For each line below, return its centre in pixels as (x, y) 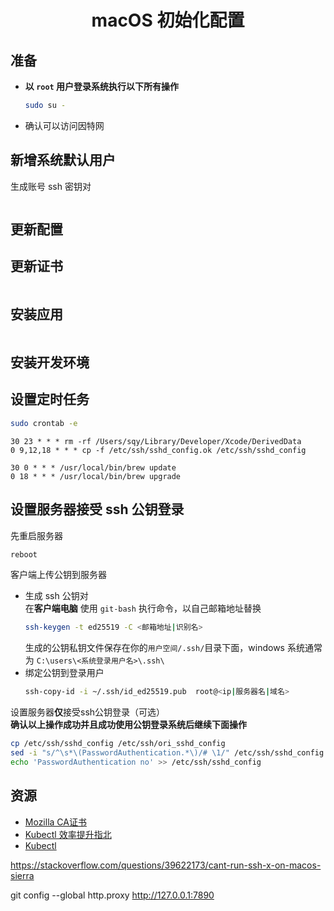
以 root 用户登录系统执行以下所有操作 (102, 86)
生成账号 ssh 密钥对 (51, 186)
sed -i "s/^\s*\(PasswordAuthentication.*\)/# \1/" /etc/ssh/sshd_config (167, 753)
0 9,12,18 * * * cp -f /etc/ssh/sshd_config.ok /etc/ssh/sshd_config (158, 450)
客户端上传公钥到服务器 (58, 575)
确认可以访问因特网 (64, 125)
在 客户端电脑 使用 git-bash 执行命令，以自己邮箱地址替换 (143, 608)
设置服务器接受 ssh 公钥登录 (97, 509)
